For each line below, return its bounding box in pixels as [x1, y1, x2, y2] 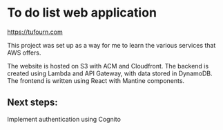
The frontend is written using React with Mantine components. [7, 76, 185, 84]
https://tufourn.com [7, 28, 64, 36]
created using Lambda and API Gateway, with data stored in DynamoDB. [7, 69, 213, 77]
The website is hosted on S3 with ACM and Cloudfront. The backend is [7, 62, 209, 70]
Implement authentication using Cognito [7, 115, 121, 123]
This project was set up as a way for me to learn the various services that [7, 41, 216, 49]
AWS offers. [7, 48, 41, 57]
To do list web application [7, 5, 157, 21]
